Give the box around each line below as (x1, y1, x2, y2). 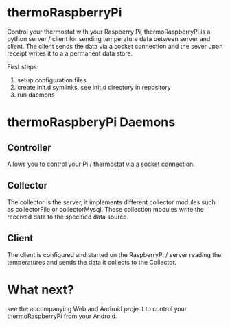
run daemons (16, 90, 55, 99)
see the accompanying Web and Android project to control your (7, 304, 187, 313)
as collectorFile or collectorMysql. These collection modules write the (7, 205, 205, 213)
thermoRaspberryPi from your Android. (7, 312, 118, 320)
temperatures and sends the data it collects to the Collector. (7, 258, 176, 266)
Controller (7, 142, 51, 154)
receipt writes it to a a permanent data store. (7, 49, 133, 58)
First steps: (7, 62, 39, 71)
